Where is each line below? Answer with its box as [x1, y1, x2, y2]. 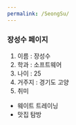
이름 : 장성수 [17, 52, 51, 60]
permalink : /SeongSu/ [7, 10, 70, 17]
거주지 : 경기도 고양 [17, 78, 69, 86]
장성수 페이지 [7, 34, 48, 44]
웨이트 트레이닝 [17, 101, 59, 110]
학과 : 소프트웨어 [17, 60, 62, 68]
